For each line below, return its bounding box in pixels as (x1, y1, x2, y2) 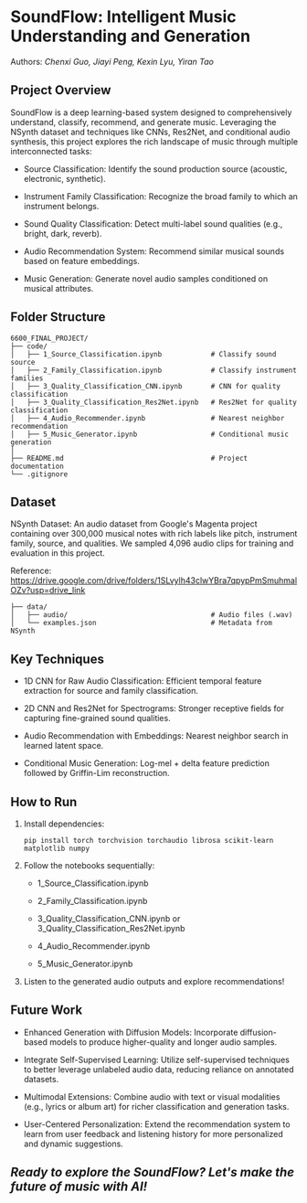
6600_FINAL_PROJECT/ (10, 334, 90, 343)
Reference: (10, 565, 52, 577)
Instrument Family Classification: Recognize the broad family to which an (23, 190, 298, 202)
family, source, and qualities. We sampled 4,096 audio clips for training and (10, 538, 294, 549)
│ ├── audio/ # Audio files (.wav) (10, 611, 293, 620)
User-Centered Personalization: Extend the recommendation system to (23, 1118, 291, 1130)
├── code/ (10, 341, 48, 351)
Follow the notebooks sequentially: (23, 860, 155, 870)
